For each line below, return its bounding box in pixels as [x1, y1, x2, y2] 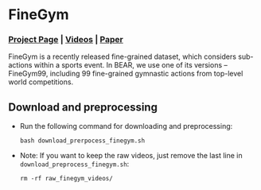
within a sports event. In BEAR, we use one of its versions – [33, 60, 228, 70]
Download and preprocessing [8, 100, 158, 114]
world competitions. [8, 77, 74, 87]
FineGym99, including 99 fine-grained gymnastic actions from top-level [8, 69, 243, 79]
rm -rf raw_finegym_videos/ [19, 175, 113, 183]
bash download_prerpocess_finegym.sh [19, 137, 146, 145]
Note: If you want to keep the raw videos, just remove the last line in [19, 151, 243, 161]
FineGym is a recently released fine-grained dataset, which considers [8, 52, 237, 61]
